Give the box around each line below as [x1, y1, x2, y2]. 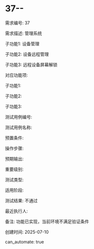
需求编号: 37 [5, 20, 30, 26]
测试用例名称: [5, 124, 33, 130]
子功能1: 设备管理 [5, 40, 40, 47]
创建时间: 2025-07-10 [5, 229, 49, 235]
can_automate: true [5, 239, 44, 245]
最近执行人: [5, 208, 28, 214]
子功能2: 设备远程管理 [5, 51, 49, 57]
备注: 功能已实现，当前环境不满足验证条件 [5, 218, 89, 224]
